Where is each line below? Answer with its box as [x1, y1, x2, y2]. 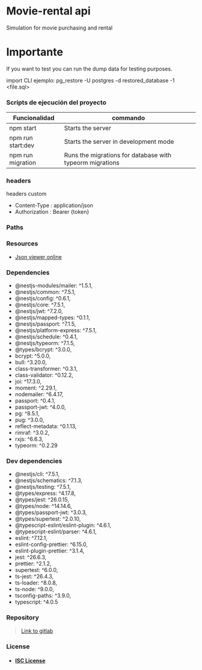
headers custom [6, 190, 47, 197]
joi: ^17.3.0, [14, 377, 42, 385]
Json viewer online [14, 253, 62, 260]
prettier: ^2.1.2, [14, 560, 52, 567]
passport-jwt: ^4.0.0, [14, 403, 66, 411]
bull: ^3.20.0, [14, 358, 47, 365]
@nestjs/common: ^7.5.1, [14, 288, 76, 296]
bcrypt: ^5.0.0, [14, 352, 51, 359]
